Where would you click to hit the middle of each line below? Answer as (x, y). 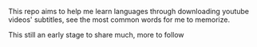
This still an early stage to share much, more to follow (97, 35)
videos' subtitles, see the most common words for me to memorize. (119, 20)
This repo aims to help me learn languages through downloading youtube (129, 11)
